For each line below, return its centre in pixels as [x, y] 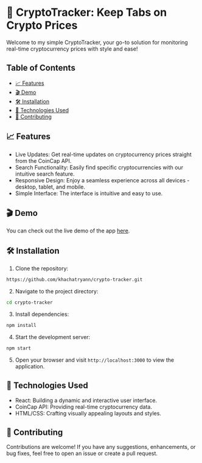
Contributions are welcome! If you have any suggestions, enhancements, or [101, 447]
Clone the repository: [42, 268]
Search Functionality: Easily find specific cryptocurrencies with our [99, 167]
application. [30, 366]
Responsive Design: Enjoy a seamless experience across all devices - [102, 180]
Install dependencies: [42, 314]
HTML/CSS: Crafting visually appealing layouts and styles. [88, 413]
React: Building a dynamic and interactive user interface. [86, 400]
